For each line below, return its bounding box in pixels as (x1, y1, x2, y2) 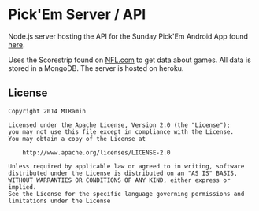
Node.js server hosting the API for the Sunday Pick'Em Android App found (8, 31, 249, 41)
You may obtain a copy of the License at (8, 135, 146, 143)
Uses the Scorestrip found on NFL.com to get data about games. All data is (8, 55, 252, 65)
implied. (8, 183, 37, 191)
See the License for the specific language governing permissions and (8, 190, 245, 198)
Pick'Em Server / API (8, 6, 146, 24)
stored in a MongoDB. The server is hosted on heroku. (8, 63, 184, 72)
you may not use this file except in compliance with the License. (8, 128, 235, 135)
